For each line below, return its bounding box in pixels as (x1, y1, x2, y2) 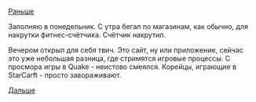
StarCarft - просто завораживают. (8, 71, 122, 79)
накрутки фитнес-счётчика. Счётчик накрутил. (8, 31, 166, 39)
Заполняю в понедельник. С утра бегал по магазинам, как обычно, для (8, 22, 249, 31)
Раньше (8, 7, 35, 16)
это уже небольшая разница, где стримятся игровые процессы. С (8, 54, 231, 63)
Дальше (8, 86, 35, 95)
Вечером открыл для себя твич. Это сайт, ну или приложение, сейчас (8, 46, 243, 54)
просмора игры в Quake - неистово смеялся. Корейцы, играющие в (8, 62, 237, 71)
